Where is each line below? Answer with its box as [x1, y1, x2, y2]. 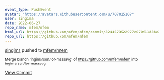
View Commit [5, 69, 32, 75]
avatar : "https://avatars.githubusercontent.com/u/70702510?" [5, 12, 134, 16]
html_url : [5, 30, 25, 34]
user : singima [5, 16, 34, 21]
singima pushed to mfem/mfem [5, 47, 68, 53]
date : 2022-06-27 [5, 20, 41, 26]
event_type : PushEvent [5, 7, 51, 12]
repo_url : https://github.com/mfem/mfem [5, 34, 89, 39]
